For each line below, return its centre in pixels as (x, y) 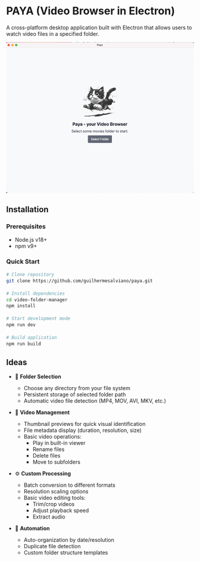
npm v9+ (26, 246)
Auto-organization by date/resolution (69, 540)
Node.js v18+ (31, 239)
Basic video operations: (52, 437)
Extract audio (49, 517)
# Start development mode (38, 319)
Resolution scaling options (56, 492)
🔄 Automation (32, 529)
